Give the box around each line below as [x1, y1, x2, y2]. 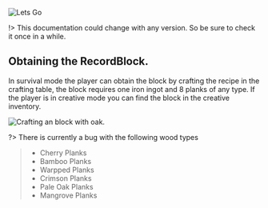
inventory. [8, 101, 42, 111]
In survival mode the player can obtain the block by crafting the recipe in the [8, 76, 260, 86]
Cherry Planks [39, 148, 87, 158]
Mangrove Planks [39, 190, 98, 200]
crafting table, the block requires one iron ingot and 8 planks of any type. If [8, 84, 256, 94]
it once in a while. [8, 32, 66, 41]
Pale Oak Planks [39, 182, 94, 191]
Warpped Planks [39, 165, 94, 174]
